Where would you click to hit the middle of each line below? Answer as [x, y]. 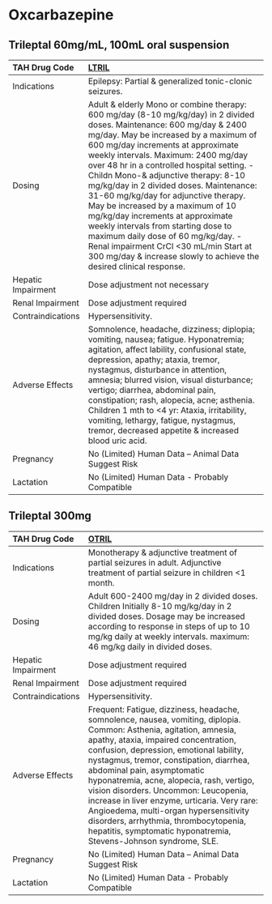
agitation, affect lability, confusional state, [167, 350]
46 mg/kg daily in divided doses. [150, 646]
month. [101, 582]
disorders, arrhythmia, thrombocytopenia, [167, 821]
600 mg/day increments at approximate [163, 145]
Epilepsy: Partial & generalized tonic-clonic [170, 81]
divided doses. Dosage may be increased [166, 616]
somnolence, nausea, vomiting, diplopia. [164, 719]
